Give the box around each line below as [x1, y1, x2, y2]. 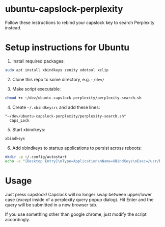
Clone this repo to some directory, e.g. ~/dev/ [12, 76, 105, 82]
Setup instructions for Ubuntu [5, 42, 130, 53]
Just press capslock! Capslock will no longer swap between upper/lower [5, 192, 152, 198]
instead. [5, 24, 22, 30]
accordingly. [5, 217, 30, 223]
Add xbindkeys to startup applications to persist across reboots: [12, 145, 142, 151]
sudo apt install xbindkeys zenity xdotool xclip [5, 68, 109, 72]
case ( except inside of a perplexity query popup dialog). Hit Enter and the [5, 197, 154, 203]
